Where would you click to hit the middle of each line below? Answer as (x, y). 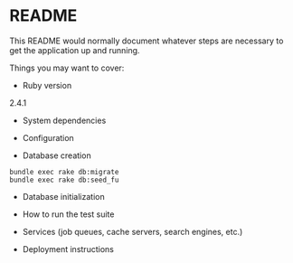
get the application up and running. (75, 50)
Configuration (48, 137)
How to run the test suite (68, 214)
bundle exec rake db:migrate (64, 172)
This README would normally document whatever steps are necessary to (146, 41)
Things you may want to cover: (67, 68)
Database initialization (64, 196)
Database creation (57, 155)
